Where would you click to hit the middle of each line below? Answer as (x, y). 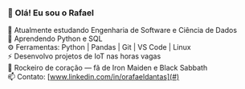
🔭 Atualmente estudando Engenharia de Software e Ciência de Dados (122, 30)
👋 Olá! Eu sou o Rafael (51, 13)
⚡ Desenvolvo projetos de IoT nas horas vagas (84, 56)
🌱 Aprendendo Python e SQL (55, 38)
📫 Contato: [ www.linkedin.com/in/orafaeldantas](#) (94, 77)
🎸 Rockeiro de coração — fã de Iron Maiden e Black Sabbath (108, 68)
